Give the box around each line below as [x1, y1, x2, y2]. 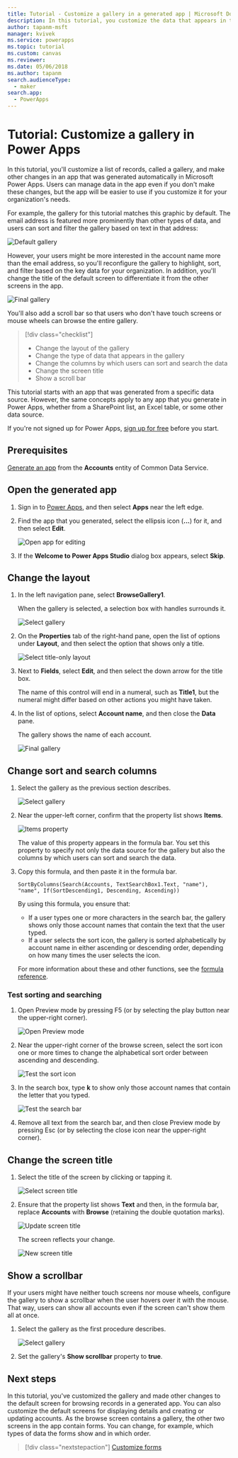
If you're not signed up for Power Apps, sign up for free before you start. [7, 424, 220, 432]
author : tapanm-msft [7, 23, 69, 30]
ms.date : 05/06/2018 [7, 63, 69, 70]
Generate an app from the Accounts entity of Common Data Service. [7, 463, 209, 472]
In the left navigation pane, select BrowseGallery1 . [17, 591, 166, 599]
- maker [13, 83, 37, 90]
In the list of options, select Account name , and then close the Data [17, 709, 216, 718]
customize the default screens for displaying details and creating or [7, 1406, 205, 1415]
